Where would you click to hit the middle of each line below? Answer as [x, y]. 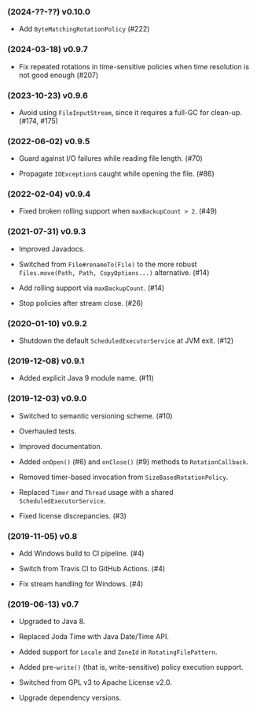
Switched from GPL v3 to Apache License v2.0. [95, 682]
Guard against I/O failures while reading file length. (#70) [111, 158]
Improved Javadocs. [52, 249]
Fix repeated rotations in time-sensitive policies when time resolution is [134, 66]
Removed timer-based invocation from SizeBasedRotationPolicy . [123, 477]
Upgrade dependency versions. [70, 698]
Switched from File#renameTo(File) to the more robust [108, 264]
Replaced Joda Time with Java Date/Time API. [94, 637]
